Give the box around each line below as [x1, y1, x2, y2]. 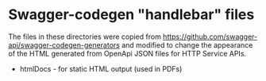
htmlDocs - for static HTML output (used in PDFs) [19, 64, 183, 73]
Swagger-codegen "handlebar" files [8, 6, 255, 24]
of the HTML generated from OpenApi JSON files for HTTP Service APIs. [8, 48, 247, 58]
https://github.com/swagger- [162, 32, 258, 41]
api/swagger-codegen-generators [8, 40, 121, 49]
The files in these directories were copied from [8, 32, 161, 41]
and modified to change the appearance [121, 40, 253, 49]
